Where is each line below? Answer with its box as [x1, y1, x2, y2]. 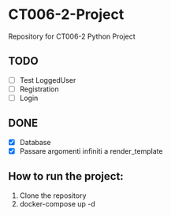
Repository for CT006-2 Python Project [8, 32, 136, 41]
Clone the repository [19, 191, 87, 200]
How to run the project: [8, 169, 124, 183]
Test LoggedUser [19, 75, 76, 84]
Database [19, 137, 51, 147]
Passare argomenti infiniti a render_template [19, 146, 163, 155]
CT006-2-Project [8, 6, 125, 24]
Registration [19, 84, 59, 94]
